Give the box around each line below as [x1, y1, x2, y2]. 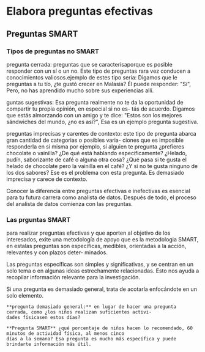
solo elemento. [6, 292, 44, 299]
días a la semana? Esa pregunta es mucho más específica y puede [6, 336, 176, 342]
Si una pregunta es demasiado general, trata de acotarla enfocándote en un [6, 285, 198, 293]
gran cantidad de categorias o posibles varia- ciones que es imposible [6, 136, 184, 144]
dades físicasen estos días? [6, 315, 81, 321]
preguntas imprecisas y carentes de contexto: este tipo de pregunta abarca [6, 130, 197, 137]
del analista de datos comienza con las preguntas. [6, 200, 133, 207]
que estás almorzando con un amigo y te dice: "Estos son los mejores [6, 111, 182, 119]
